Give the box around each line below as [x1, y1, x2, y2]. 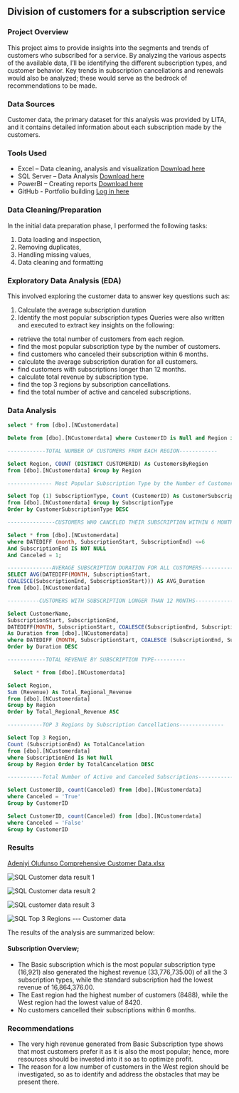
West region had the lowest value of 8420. [17, 998, 142, 1007]
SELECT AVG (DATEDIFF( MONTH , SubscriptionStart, [7, 571, 152, 579]
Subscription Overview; [7, 945, 80, 953]
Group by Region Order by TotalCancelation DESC [7, 761, 154, 768]
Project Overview [7, 27, 69, 37]
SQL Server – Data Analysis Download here [17, 172, 144, 181]
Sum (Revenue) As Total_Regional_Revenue [7, 688, 132, 696]
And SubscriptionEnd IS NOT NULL [7, 545, 107, 552]
